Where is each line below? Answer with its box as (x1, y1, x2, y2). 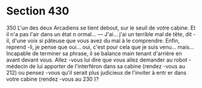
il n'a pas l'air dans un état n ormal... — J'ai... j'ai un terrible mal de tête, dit (6, 30, 192, 37)
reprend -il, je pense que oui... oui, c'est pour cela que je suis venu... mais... (6, 43, 194, 51)
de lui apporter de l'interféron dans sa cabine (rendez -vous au (29, 62, 186, 70)
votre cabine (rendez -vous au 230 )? (6, 75, 99, 83)
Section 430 (6, 4, 69, 18)
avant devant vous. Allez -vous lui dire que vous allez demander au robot (6, 56, 188, 63)
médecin (6, 62, 28, 70)
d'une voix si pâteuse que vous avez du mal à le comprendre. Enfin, (11, 37, 180, 44)
